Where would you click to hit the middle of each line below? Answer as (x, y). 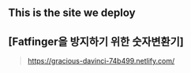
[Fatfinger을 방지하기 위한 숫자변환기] (96, 41)
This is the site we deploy (72, 13)
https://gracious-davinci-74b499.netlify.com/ (101, 61)
